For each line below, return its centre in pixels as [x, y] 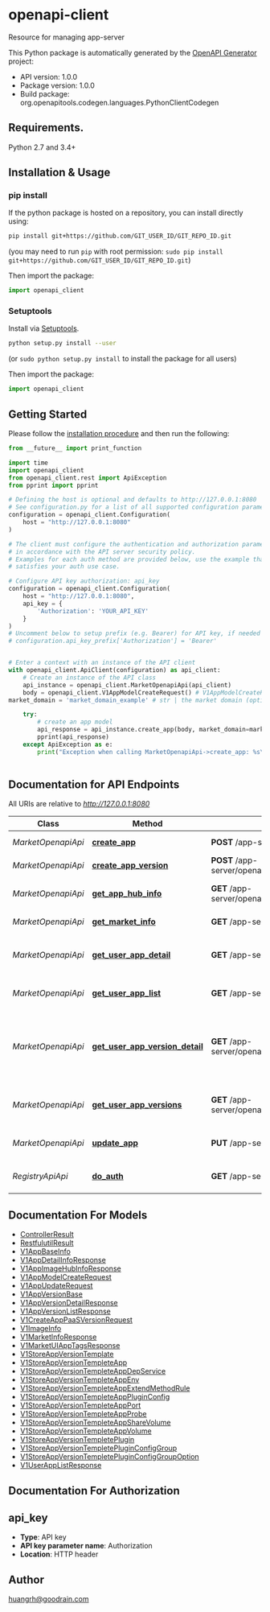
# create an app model [75, 722]
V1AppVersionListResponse [65, 1311]
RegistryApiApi [40, 1177]
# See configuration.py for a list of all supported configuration [124, 507]
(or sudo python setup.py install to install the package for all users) [123, 359]
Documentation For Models [78, 1215]
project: [21, 61]
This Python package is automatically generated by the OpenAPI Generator [133, 52]
